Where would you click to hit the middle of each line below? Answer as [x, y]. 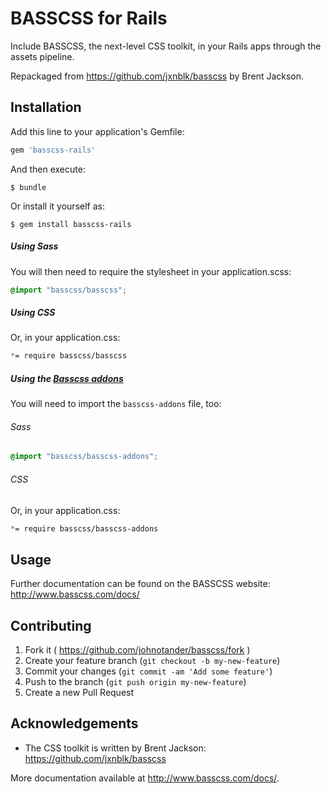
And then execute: [48, 169]
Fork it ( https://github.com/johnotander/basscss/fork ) [137, 650]
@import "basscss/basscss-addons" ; [84, 457]
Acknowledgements [74, 723]
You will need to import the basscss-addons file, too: [116, 404]
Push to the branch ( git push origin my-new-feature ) [135, 682]
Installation [46, 107]
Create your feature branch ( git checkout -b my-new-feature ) [152, 661]
